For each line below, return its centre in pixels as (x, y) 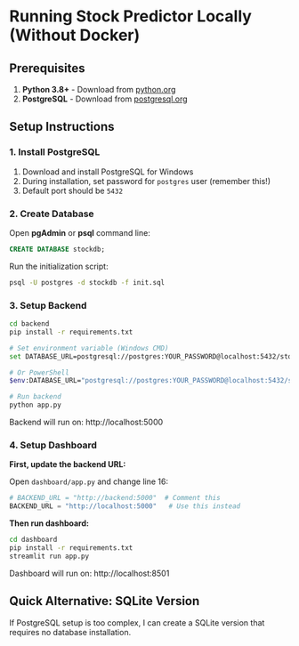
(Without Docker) (75, 35)
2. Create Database (52, 214)
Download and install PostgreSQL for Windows (108, 172)
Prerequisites (47, 68)
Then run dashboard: (49, 523)
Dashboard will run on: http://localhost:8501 (89, 573)
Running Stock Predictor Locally (130, 16)
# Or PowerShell (39, 372)
